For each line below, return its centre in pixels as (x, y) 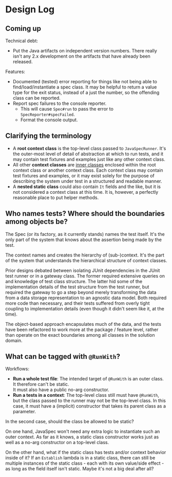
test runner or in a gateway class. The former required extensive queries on (85, 276)
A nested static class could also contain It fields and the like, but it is (87, 187)
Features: (15, 71)
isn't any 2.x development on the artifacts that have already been (81, 56)
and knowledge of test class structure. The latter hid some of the (74, 281)
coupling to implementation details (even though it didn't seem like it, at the (85, 308)
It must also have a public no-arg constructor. (61, 390)
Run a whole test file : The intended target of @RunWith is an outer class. (88, 379)
